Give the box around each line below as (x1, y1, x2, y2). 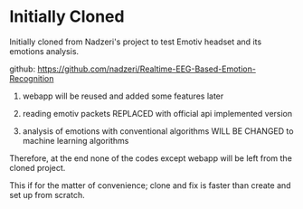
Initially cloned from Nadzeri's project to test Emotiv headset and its (9, 36, 262, 47)
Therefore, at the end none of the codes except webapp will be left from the (9, 152, 292, 164)
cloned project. (9, 162, 66, 173)
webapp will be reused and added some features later (22, 90, 224, 101)
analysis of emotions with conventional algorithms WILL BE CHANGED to (22, 125, 294, 137)
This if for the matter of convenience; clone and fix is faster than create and (9, 179, 291, 191)
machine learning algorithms (22, 135, 129, 146)
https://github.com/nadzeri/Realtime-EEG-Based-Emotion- (37, 63, 256, 74)
